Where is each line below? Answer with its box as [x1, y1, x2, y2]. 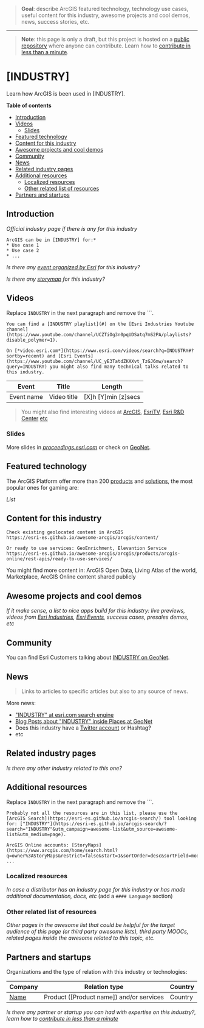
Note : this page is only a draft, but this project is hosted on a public [21, 36, 190, 43]
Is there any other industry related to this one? [6, 764, 123, 772]
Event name [9, 392, 44, 401]
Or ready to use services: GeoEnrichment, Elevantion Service [6, 545, 167, 552]
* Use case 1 [6, 242, 39, 248]
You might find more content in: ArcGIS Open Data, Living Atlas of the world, [6, 566, 197, 574]
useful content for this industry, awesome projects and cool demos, [21, 12, 190, 19]
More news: [6, 699, 36, 706]
